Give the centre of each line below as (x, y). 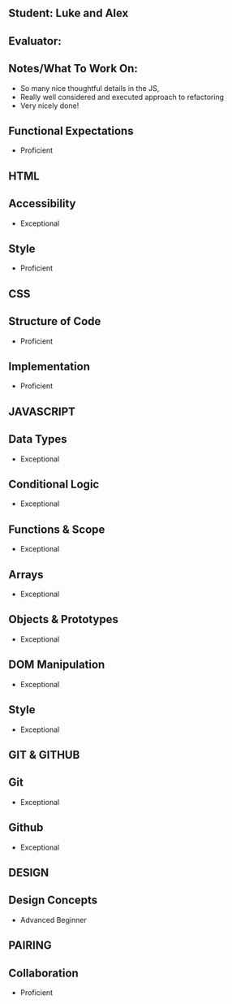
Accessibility (42, 203)
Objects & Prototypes (64, 619)
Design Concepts (53, 900)
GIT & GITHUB (44, 755)
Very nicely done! (49, 106)
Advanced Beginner (53, 920)
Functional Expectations (71, 130)
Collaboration (43, 973)
